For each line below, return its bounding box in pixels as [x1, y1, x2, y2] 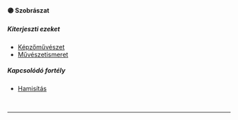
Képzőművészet [17, 42, 65, 51]
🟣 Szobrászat [7, 6, 50, 14]
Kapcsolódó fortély [7, 66, 66, 75]
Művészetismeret [17, 50, 69, 59]
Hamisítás [17, 84, 47, 92]
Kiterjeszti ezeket [7, 25, 60, 33]
